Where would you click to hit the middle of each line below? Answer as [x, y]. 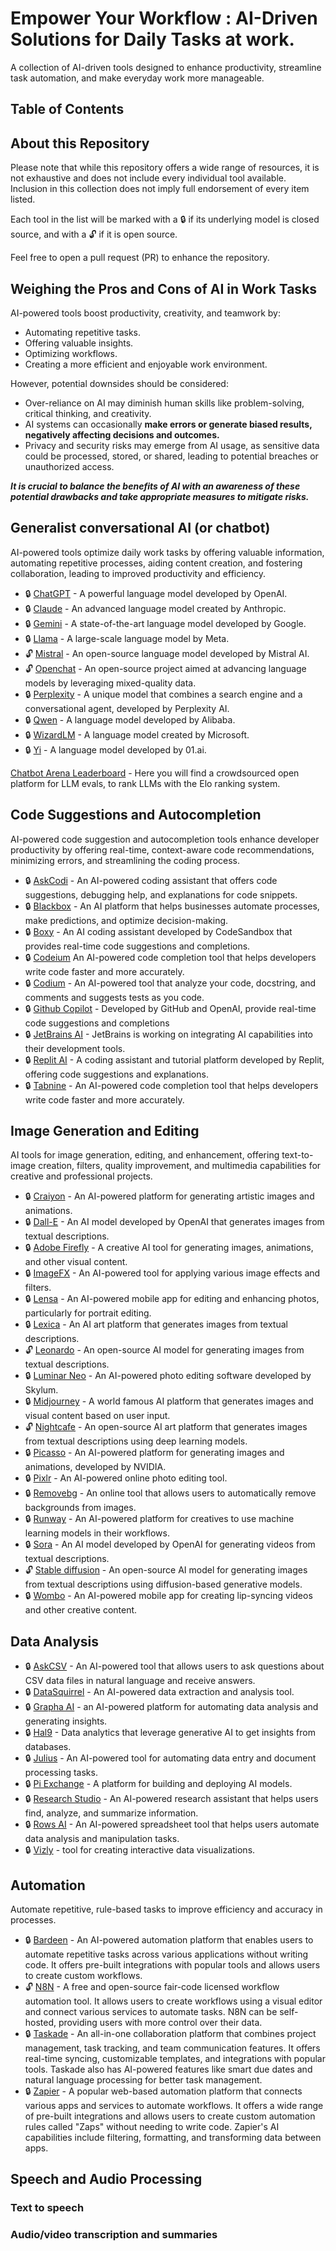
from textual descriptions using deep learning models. [136, 1441]
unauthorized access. [69, 466]
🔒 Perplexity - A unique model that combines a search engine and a [163, 694]
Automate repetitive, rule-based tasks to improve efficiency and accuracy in [166, 1909]
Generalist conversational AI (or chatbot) [140, 528]
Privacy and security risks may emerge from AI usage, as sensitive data [172, 445]
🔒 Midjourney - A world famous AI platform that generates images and [169, 1401]
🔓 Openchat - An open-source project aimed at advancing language [165, 668]
